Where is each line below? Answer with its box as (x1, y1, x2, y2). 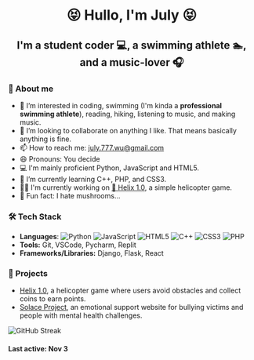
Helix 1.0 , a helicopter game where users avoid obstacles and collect (19, 285, 241, 296)
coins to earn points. (19, 294, 86, 304)
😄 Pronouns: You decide (19, 154, 100, 163)
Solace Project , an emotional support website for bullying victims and (19, 303, 244, 312)
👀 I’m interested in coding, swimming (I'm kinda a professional (19, 100, 222, 110)
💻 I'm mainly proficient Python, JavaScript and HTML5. (19, 163, 200, 173)
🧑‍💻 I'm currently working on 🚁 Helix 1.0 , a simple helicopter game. (19, 183, 233, 192)
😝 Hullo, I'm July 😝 (66, 6, 198, 24)
